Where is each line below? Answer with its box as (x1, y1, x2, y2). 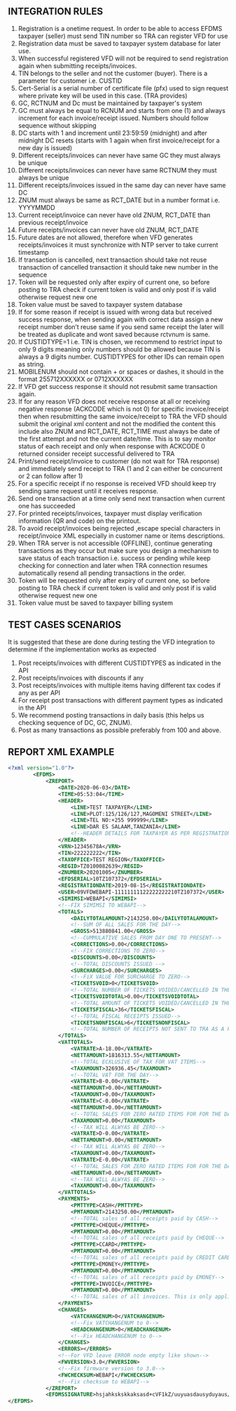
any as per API (18, 688, 61, 697)
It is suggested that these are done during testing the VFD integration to (8, 637, 216, 646)
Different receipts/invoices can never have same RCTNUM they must (18, 166, 217, 174)
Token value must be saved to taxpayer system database (18, 300, 183, 308)
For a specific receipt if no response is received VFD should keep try (18, 479, 216, 487)
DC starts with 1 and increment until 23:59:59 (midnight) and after (18, 128, 207, 137)
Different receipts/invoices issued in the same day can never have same (18, 180, 226, 189)
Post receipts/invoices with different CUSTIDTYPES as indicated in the (18, 658, 221, 667)
